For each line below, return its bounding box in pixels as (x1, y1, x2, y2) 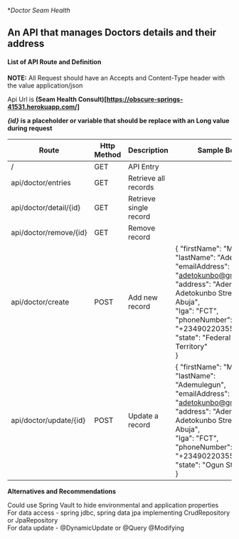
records (127, 182, 154, 192)
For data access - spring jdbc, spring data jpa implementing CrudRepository (7, 508, 230, 517)
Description (127, 145, 169, 155)
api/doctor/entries (11, 177, 71, 187)
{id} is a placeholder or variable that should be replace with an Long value (7, 116, 230, 125)
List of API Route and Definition (7, 57, 102, 66)
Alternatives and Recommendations (7, 487, 116, 496)
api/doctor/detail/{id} (11, 202, 80, 212)
